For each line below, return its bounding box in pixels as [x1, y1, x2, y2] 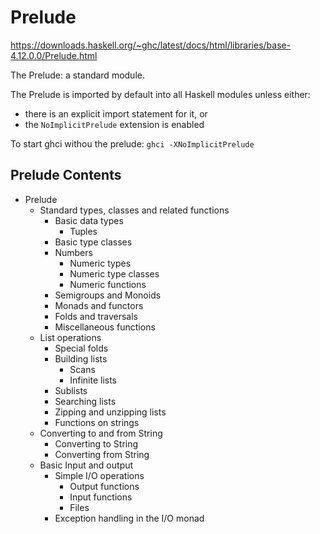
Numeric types [69, 257, 132, 269]
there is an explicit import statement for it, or [24, 107, 208, 120]
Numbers [54, 246, 93, 258]
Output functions [69, 480, 140, 492]
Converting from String [54, 448, 150, 460]
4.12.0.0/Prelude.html [10, 49, 98, 61]
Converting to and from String [39, 427, 163, 439]
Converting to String [54, 437, 139, 450]
